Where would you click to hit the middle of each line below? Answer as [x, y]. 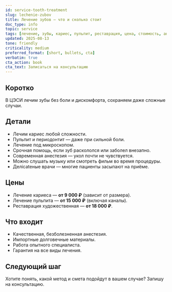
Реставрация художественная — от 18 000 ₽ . [62, 206]
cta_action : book [24, 62]
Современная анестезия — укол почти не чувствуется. [73, 155]
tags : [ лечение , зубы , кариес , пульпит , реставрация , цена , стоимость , [83, 34]
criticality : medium [27, 48]
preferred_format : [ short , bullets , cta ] [50, 53]
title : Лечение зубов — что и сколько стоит [53, 19]
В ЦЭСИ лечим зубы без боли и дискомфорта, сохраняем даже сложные [85, 100]
